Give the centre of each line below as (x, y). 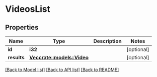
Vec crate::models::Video (59, 58)
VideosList (28, 9)
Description (108, 41)
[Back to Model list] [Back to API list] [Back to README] (62, 70)
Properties (22, 27)
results (16, 58)
